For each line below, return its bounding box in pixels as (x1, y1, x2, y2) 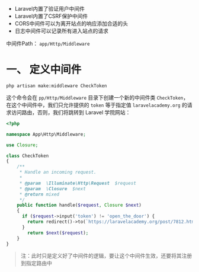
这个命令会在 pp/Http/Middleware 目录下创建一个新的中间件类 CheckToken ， (6, 94, 189, 101)
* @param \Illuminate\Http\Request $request (19, 180, 136, 186)
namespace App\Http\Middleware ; (6, 131, 86, 137)
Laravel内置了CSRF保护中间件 (14, 12, 88, 20)
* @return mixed (19, 191, 60, 197)
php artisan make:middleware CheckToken (6, 82, 108, 89)
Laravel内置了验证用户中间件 (14, 5, 85, 12)
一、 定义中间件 (6, 63, 82, 76)
